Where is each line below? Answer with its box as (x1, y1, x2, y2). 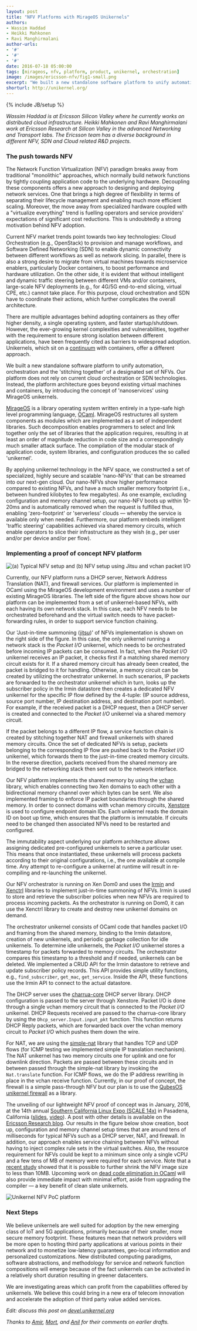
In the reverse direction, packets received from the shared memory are (6, 759, 177, 766)
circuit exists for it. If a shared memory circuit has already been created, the (6, 661, 189, 668)
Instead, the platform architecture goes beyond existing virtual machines (6, 381, 181, 388)
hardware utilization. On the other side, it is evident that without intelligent (6, 271, 184, 278)
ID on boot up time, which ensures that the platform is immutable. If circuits (6, 814, 188, 822)
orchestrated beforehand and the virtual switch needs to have (6, 612, 155, 619)
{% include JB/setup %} (6, 101, 64, 108)
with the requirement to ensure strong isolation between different (6, 332, 164, 339)
